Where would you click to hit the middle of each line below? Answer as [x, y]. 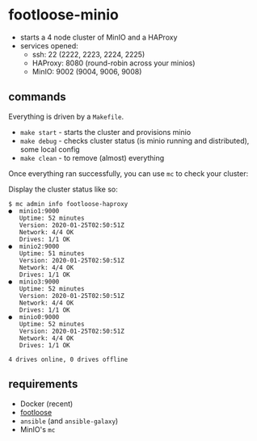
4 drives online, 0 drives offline [68, 359]
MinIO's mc [38, 429]
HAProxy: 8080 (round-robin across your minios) [114, 63]
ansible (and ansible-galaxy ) [69, 421]
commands [37, 97]
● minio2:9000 [34, 246]
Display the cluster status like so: [63, 189]
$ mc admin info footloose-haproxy [68, 204]
